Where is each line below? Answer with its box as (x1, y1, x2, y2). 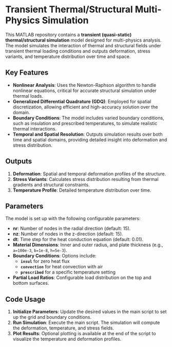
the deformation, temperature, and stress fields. (12, 325, 114, 331)
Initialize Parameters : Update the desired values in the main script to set (12, 308, 167, 315)
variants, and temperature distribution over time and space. (5, 53, 131, 60)
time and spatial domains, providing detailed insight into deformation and (12, 136, 167, 142)
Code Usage (5, 295, 46, 304)
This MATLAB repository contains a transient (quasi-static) (5, 31, 132, 38)
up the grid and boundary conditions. (12, 314, 92, 320)
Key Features (5, 68, 49, 77)
